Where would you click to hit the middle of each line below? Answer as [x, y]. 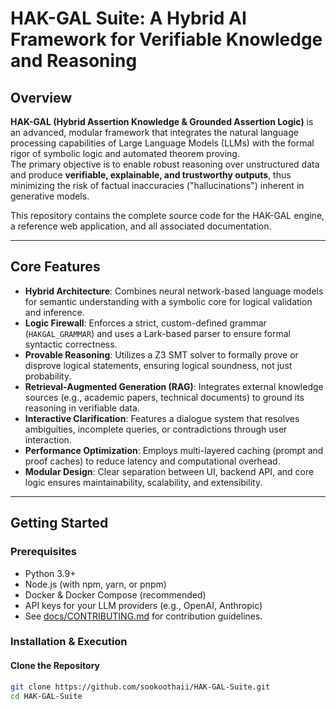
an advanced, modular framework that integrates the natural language [154, 132]
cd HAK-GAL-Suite [46, 696]
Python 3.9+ [50, 573]
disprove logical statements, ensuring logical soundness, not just [158, 365]
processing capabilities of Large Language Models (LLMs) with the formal [162, 143]
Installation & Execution [69, 642]
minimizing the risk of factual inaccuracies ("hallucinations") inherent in [157, 185]
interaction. [48, 439]
